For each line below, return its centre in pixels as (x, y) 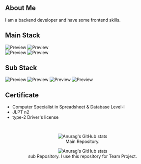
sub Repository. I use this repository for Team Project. (83, 156)
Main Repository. (83, 141)
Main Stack (23, 36)
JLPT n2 (21, 112)
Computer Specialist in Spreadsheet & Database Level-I (69, 107)
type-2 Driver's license (35, 117)
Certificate (22, 95)
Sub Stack (21, 68)
